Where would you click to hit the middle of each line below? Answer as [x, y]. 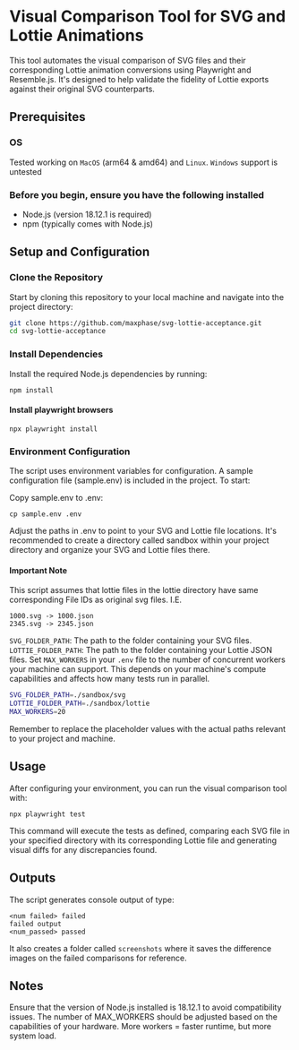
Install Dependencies [56, 354]
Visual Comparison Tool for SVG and [148, 17]
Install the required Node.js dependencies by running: [108, 374]
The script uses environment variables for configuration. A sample [131, 471]
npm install [31, 390]
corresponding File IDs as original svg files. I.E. [95, 600]
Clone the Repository [56, 278]
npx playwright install [54, 429]
